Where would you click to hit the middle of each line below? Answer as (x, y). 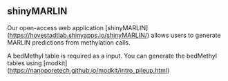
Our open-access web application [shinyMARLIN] (78, 27)
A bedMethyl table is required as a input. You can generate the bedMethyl (112, 56)
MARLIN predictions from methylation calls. (69, 42)
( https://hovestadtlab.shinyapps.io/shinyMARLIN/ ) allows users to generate (114, 35)
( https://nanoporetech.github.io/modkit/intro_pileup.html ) (88, 70)
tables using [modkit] (37, 63)
